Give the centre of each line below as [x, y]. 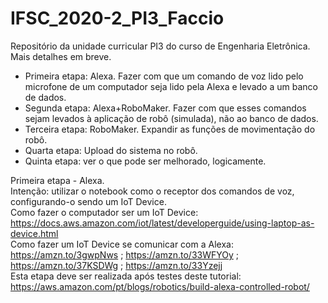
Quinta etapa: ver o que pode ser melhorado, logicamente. [145, 161]
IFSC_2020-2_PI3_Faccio [117, 18]
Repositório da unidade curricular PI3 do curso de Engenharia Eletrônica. [160, 46]
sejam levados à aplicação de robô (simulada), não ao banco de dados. [171, 118]
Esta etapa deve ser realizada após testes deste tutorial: [126, 276]
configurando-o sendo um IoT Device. [88, 201]
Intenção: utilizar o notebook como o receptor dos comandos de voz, [152, 191]
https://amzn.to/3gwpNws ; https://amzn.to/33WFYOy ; [125, 254]
